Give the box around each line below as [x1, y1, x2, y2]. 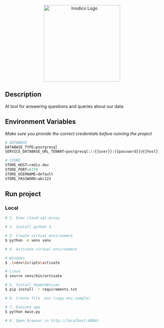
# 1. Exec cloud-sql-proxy [5, 216, 60, 221]
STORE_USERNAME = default [5, 172, 54, 177]
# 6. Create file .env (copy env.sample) [5, 296, 91, 301]
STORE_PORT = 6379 [5, 167, 38, 172]
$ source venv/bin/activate [5, 274, 62, 278]
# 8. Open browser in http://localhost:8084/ [5, 318, 99, 323]
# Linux [5, 269, 21, 274]
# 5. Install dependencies [5, 282, 60, 287]
